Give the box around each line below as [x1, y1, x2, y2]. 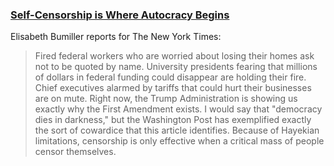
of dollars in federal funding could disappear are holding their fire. [34, 71, 307, 83]
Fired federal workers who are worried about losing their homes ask [34, 50, 315, 62]
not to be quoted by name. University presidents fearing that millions [34, 61, 318, 73]
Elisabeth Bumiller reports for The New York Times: [10, 31, 222, 43]
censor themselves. [34, 146, 117, 158]
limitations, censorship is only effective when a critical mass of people [34, 135, 325, 147]
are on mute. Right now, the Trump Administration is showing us [34, 93, 298, 105]
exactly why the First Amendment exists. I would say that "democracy [34, 103, 323, 115]
